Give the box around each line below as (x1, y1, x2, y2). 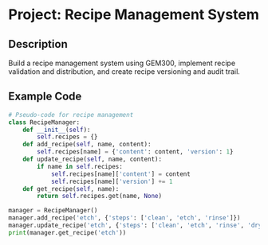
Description (8, 37, 68, 51)
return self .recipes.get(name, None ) (37, 192, 162, 200)
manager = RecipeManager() (8, 207, 98, 215)
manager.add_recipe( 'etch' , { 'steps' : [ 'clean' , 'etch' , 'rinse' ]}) (8, 214, 241, 222)
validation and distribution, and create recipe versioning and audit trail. (8, 67, 241, 76)
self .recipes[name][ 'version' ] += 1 (50, 177, 173, 185)
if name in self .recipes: (37, 162, 124, 170)
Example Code (8, 90, 82, 103)
